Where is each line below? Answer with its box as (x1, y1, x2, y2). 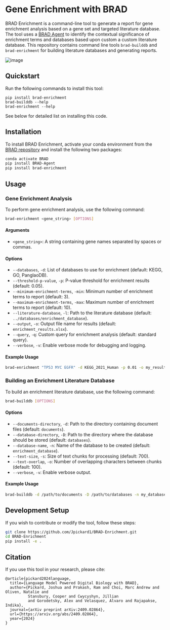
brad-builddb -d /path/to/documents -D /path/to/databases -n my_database (5, 492, 166, 497)
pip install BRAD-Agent (5, 161, 56, 166)
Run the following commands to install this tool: (5, 85, 104, 91)
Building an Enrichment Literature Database (5, 377, 115, 384)
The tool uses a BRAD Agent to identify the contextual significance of (5, 31, 150, 37)
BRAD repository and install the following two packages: (5, 146, 122, 153)
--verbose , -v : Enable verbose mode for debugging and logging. (12, 342, 147, 348)
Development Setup (5, 506, 69, 515)
